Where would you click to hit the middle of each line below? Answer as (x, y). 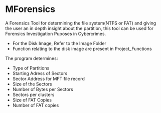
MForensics (30, 9)
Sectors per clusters (33, 94)
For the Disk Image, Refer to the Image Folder (59, 43)
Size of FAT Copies (32, 100)
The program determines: (32, 58)
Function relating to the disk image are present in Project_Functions (82, 48)
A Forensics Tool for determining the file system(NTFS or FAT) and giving (81, 23)
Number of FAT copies (36, 105)
